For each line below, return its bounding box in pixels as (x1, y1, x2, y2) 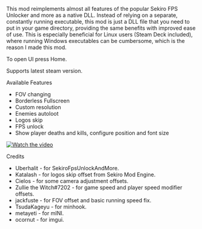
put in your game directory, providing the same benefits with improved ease (6, 24, 196, 32)
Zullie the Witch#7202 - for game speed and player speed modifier (15, 184, 183, 191)
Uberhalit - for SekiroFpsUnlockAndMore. (15, 165, 120, 171)
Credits (6, 153, 25, 160)
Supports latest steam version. (6, 67, 83, 75)
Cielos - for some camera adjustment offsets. (15, 178, 129, 184)
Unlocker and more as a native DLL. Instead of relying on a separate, (6, 12, 178, 19)
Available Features (6, 79, 53, 86)
